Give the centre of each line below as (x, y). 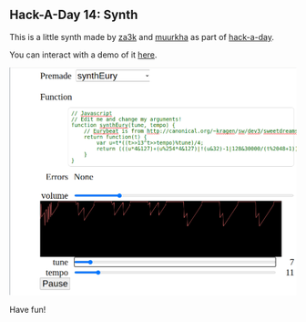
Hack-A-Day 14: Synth (74, 15)
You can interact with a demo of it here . (83, 55)
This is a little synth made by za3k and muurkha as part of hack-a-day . (142, 36)
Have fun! (28, 310)
